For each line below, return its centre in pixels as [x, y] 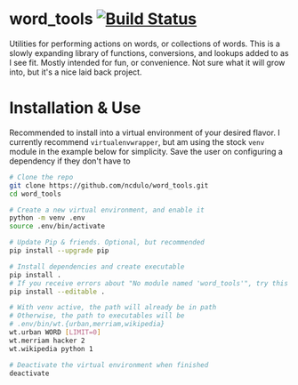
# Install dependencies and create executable [97, 267]
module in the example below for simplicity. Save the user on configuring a [146, 151]
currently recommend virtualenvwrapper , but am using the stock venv [137, 141]
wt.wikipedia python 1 [51, 349]
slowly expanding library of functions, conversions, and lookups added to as [149, 52]
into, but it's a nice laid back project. [76, 72]
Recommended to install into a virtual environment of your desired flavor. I [145, 132]
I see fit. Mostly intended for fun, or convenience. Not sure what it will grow [147, 62]
